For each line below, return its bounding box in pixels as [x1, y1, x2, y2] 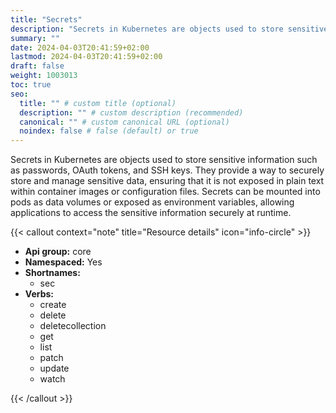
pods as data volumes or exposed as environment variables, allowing [10, 196, 295, 208]
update [39, 362, 70, 375]
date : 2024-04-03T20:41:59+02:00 [10, 42, 150, 53]
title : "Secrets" [10, 14, 83, 25]
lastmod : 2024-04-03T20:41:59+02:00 [10, 52, 163, 62]
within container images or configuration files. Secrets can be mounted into [10, 186, 321, 198]
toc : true [10, 80, 52, 90]
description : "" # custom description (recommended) [19, 107, 244, 118]
